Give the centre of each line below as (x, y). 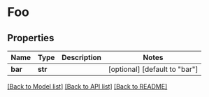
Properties (31, 38)
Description (81, 58)
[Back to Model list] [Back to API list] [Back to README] (87, 87)
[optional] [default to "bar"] (153, 69)
